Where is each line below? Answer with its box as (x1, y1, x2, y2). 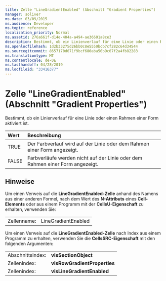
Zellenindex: (7, 268, 36, 275)
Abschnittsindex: (7, 251, 47, 258)
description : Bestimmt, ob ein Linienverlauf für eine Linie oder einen (5, 40, 158, 44)
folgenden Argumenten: (5, 241, 53, 246)
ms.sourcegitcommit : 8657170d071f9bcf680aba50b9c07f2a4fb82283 (5, 48, 138, 53)
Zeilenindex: (7, 260, 36, 267)
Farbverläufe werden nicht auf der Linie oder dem (27, 154, 142, 161)
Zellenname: (7, 217, 36, 224)
